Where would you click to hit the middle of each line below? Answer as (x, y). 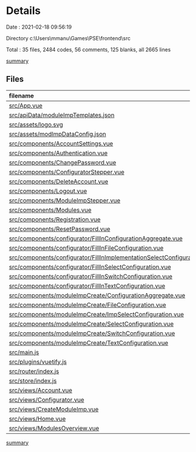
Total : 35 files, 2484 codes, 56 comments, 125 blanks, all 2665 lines (88, 49)
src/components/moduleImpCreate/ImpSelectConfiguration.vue (97, 314)
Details (23, 11)
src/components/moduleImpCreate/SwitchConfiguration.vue (92, 333)
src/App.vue (26, 105)
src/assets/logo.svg (36, 124)
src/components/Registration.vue (55, 219)
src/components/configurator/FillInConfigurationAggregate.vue (96, 238)
